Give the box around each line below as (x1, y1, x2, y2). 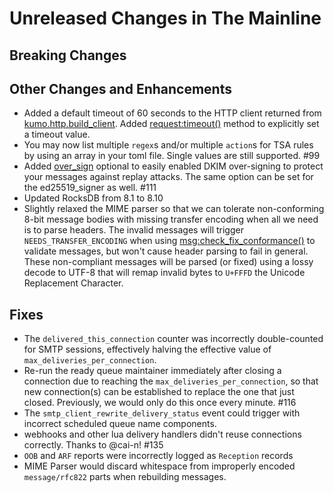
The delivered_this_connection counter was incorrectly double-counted (23, 333, 324, 345)
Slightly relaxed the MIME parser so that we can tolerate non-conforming (23, 203, 325, 215)
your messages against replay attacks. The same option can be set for (23, 171, 314, 183)
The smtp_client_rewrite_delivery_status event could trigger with (23, 407, 301, 419)
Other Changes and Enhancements (9, 80, 232, 97)
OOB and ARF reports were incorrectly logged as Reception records (23, 450, 294, 462)
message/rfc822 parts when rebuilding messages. (23, 471, 227, 483)
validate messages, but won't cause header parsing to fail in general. (23, 245, 309, 257)
